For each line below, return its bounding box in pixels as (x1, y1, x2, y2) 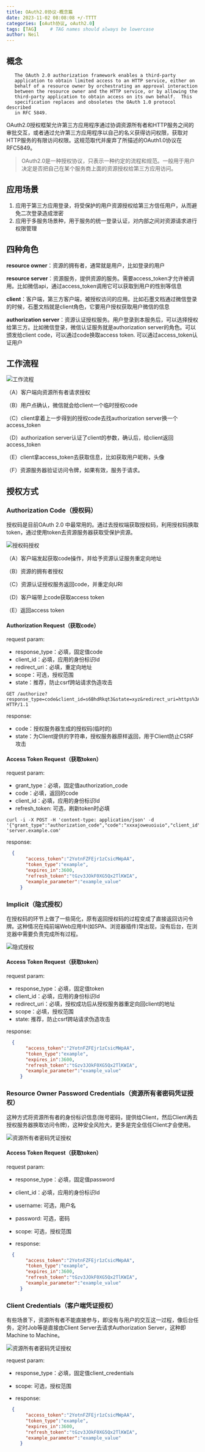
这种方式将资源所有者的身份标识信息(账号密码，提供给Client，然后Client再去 (6, 1113, 198, 1121)
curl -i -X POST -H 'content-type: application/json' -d (6, 817, 154, 823)
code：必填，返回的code (15, 789, 79, 797)
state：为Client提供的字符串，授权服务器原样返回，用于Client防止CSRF (15, 732, 194, 740)
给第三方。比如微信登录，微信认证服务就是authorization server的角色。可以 (6, 323, 196, 330)
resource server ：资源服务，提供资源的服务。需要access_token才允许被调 (6, 274, 195, 282)
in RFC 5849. (14, 109, 48, 116)
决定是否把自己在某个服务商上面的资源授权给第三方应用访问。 (21, 164, 177, 172)
